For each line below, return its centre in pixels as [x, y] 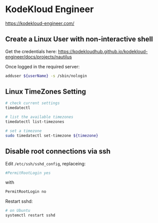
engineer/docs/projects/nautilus [39, 57]
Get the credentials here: [31, 51]
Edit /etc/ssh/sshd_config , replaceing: [46, 163]
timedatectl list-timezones [35, 122]
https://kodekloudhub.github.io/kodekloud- [103, 51]
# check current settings [32, 103]
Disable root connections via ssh [58, 151]
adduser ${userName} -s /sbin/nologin [46, 76]
